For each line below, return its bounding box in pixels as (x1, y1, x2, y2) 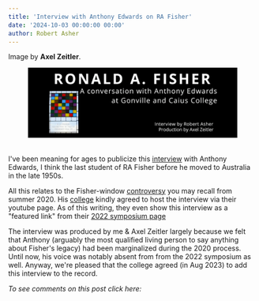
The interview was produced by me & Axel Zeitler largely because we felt (8, 226, 246, 236)
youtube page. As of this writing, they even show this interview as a (8, 202, 228, 213)
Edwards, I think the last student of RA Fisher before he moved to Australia (8, 162, 251, 171)
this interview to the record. (8, 269, 98, 278)
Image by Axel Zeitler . (8, 52, 81, 62)
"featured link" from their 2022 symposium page (8, 211, 167, 220)
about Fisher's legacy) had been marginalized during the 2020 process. (8, 243, 242, 253)
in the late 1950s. (8, 171, 64, 180)
